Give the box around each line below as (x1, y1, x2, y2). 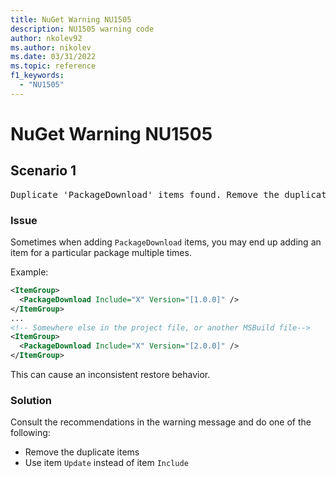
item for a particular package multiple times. (10, 247, 192, 259)
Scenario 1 (10, 162, 77, 180)
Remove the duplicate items (24, 446, 140, 458)
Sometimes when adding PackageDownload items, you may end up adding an (10, 236, 322, 248)
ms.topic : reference (10, 61, 97, 71)
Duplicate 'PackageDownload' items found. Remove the (10, 189, 280, 200)
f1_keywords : (10, 71, 65, 81)
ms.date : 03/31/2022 (10, 52, 97, 62)
